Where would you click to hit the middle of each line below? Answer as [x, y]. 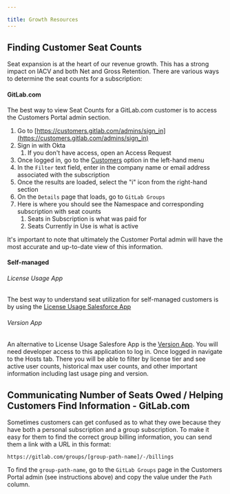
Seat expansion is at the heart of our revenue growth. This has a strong [108, 64]
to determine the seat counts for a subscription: [75, 79]
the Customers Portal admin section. [59, 117]
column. [19, 484]
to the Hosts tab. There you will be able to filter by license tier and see [106, 359]
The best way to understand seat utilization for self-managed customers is [113, 299]
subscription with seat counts [59, 211]
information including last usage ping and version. [78, 373]
